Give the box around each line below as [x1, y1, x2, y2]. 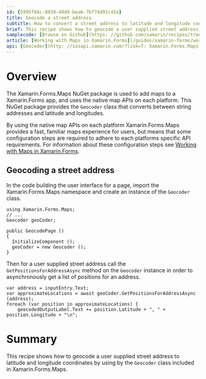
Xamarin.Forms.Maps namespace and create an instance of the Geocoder [6, 188, 190, 195]
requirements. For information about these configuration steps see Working [6, 140, 197, 148]
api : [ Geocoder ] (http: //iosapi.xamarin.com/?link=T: [6, 44, 147, 50]
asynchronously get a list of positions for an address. [6, 273, 141, 280]
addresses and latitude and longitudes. [6, 109, 105, 117]
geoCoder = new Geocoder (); [12, 243, 86, 250]
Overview [6, 70, 57, 83]
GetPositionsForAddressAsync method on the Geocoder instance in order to [6, 266, 193, 274]
